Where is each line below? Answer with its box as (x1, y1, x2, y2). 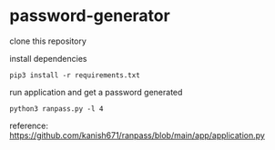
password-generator (9, 5, 170, 26)
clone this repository (9, 35, 87, 46)
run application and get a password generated (9, 86, 183, 97)
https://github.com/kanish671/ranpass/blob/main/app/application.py (9, 129, 266, 141)
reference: (9, 120, 48, 131)
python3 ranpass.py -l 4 (9, 104, 104, 114)
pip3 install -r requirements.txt (9, 70, 141, 80)
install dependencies (9, 53, 87, 64)
